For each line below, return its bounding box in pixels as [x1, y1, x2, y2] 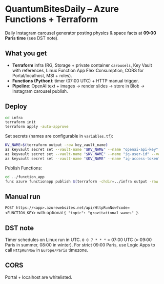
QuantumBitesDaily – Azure [5, 3, 119, 15]
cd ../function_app [5, 174, 45, 179]
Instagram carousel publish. [12, 88, 68, 94]
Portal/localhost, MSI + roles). [12, 72, 72, 79]
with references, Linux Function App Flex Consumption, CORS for [12, 67, 144, 73]
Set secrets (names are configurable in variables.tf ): [5, 133, 114, 139]
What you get [5, 49, 47, 58]
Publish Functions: [5, 165, 42, 171]
